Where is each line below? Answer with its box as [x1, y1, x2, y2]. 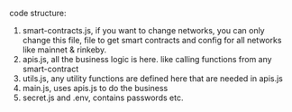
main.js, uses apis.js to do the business [22, 83, 169, 93]
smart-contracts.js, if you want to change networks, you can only [22, 25, 265, 35]
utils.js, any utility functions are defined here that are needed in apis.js [22, 73, 284, 84]
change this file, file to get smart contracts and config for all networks [22, 35, 282, 45]
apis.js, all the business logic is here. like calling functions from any [22, 54, 272, 64]
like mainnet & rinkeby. [22, 44, 106, 55]
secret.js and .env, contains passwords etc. [22, 92, 184, 103]
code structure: [9, 8, 67, 18]
